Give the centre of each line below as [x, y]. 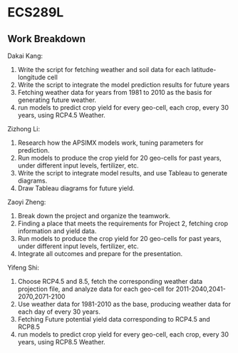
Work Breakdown [46, 39]
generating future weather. [57, 100]
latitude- [204, 70]
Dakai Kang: [25, 56]
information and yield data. [57, 231]
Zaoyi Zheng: [27, 202]
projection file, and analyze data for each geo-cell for [96, 289]
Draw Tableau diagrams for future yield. [76, 188]
